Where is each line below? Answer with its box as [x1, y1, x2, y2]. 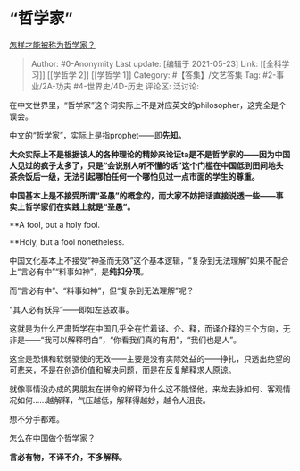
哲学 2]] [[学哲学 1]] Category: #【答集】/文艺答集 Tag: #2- [61, 69, 277, 80]
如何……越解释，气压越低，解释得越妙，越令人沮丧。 [16, 394, 212, 405]
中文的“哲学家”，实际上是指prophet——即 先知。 [9, 130, 186, 140]
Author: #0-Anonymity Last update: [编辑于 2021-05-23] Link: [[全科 [30, 58, 282, 69]
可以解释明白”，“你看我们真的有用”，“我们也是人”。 [52, 334, 241, 345]
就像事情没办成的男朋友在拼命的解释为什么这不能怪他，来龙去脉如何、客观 [9, 383, 283, 394]
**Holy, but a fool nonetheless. [9, 236, 125, 247]
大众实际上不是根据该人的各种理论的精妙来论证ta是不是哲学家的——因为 [9, 148, 275, 159]
